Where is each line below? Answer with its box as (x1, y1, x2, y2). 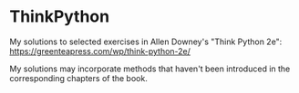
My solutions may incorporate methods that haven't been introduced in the (9, 63, 291, 74)
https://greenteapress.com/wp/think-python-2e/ (9, 45, 191, 56)
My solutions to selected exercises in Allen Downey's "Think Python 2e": (9, 36, 283, 47)
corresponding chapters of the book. (9, 72, 148, 83)
